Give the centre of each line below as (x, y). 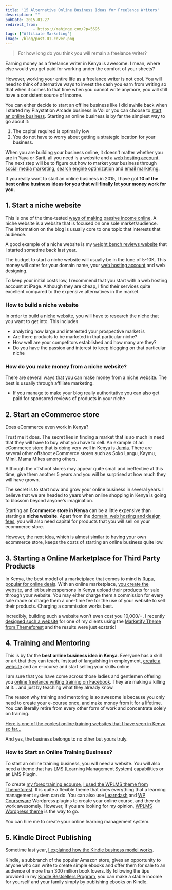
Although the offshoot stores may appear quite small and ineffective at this (84, 469)
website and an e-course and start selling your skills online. (68, 666)
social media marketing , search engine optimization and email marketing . (83, 168)
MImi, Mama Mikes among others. (41, 459)
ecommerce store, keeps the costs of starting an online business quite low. (84, 542)
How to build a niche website (42, 305)
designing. (16, 271)
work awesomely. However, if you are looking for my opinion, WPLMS (79, 806)
